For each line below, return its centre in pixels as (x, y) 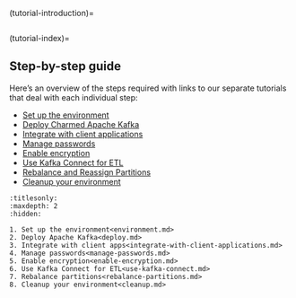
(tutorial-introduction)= (52, 13)
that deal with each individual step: (74, 97)
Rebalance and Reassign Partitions (86, 172)
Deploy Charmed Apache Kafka (81, 124)
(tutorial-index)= (39, 38)
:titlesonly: (34, 198)
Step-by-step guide (65, 66)
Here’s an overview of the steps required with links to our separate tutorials (148, 88)
